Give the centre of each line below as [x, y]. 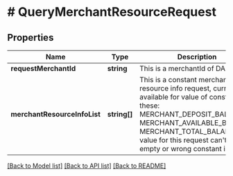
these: [150, 106]
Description [197, 57]
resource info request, [175, 88]
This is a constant [169, 80]
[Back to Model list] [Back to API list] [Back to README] [87, 166]
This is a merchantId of [177, 68]
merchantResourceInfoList [55, 114]
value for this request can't [183, 140]
